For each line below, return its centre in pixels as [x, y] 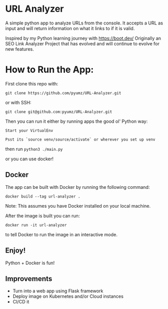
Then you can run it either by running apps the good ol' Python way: [77, 121]
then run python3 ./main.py [34, 149]
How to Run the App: [49, 70]
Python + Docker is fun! [30, 263]
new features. [20, 49]
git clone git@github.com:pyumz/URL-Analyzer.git [59, 112]
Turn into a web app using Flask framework [58, 291]
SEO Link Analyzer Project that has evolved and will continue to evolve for [82, 43]
